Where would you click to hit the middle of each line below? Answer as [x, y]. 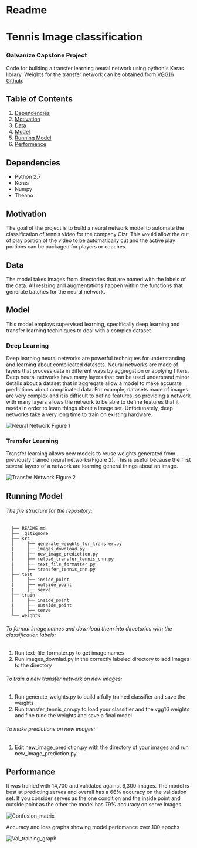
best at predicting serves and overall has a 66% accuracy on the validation [96, 792]
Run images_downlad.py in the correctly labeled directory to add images [102, 659]
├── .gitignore [30, 533]
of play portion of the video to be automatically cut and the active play [91, 240]
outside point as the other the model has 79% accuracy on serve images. [94, 805]
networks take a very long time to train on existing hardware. [79, 414]
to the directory [33, 665]
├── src [21, 539]
